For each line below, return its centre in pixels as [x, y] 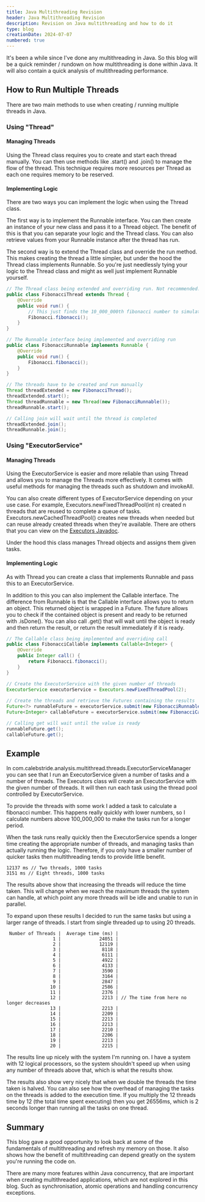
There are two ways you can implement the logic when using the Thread [97, 202]
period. [15, 826]
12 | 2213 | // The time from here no [118, 998]
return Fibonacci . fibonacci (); [68, 661]
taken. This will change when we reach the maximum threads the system [98, 891]
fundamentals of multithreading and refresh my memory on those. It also [98, 1148]
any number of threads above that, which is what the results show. [90, 1070]
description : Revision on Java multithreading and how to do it [90, 23]
